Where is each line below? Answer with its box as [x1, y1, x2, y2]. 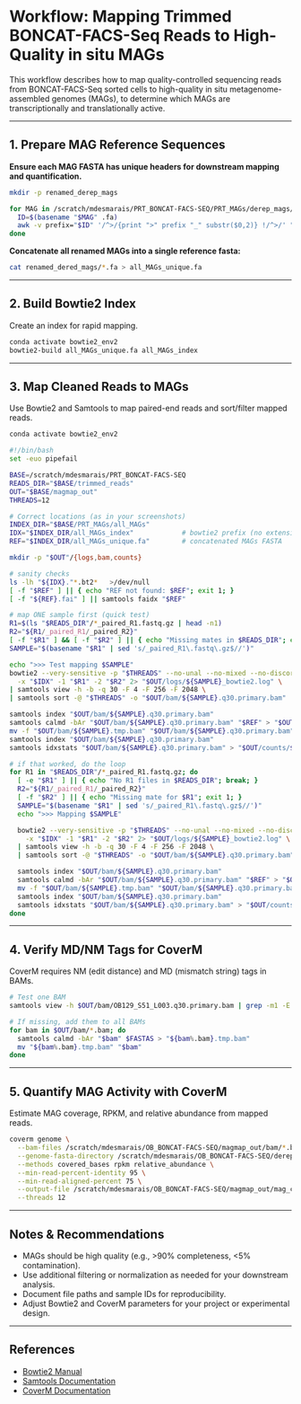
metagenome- [229, 84, 282, 94]
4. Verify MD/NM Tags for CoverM [9, 941, 203, 958]
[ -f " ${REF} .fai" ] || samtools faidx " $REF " [9, 595, 186, 604]
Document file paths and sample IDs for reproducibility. [21, 1288, 227, 1299]
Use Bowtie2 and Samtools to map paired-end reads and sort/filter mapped [9, 402, 288, 414]
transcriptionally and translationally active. [9, 102, 166, 113]
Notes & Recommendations [9, 1226, 165, 1241]
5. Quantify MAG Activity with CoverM [9, 1084, 228, 1099]
